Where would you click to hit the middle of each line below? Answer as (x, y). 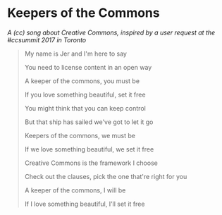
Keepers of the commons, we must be (80, 135)
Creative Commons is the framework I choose (91, 163)
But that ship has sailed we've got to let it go (89, 122)
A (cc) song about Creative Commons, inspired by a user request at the (111, 32)
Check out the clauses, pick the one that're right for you (106, 176)
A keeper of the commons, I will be (75, 190)
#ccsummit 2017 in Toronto (47, 39)
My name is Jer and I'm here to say (75, 54)
